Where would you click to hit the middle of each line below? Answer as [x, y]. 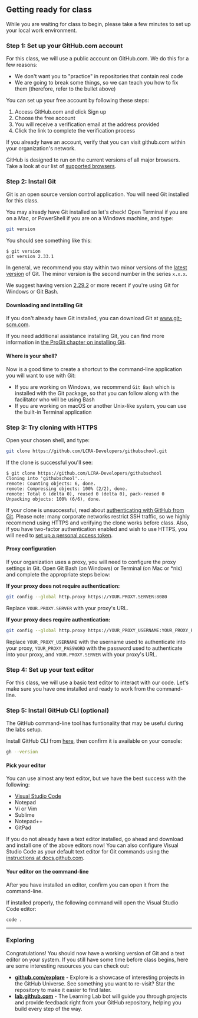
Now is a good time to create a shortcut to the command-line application [94, 369]
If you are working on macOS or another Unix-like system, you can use [100, 405]
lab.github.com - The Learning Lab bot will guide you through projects [101, 996]
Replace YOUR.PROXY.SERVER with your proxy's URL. [67, 608]
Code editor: [21, 909]
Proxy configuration [31, 549]
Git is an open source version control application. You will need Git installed [98, 194]
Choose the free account [45, 118]
